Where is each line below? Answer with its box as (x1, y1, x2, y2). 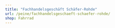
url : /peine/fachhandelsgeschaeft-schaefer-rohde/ (5, 11, 111, 16)
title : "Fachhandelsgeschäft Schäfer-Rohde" (5, 7, 97, 12)
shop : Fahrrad (5, 16, 34, 20)
